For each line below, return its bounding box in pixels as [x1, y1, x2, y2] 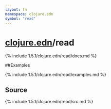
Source [5, 86, 28, 94]
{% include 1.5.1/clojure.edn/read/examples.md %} [5, 72, 106, 78]
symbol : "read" [5, 16, 36, 21]
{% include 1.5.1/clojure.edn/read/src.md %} [5, 99, 93, 105]
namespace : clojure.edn [5, 12, 54, 16]
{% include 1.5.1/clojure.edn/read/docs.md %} [5, 53, 97, 59]
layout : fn [5, 7, 27, 12]
